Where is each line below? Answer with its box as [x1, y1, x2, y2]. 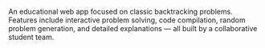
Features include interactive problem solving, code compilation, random [8, 15, 247, 25]
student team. [8, 32, 55, 42]
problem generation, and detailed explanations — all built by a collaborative [8, 24, 258, 33]
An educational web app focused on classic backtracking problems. [8, 7, 233, 16]
